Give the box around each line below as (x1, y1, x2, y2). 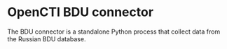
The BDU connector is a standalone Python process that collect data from (7, 27, 221, 36)
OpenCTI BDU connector (7, 4, 154, 20)
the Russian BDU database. (7, 34, 86, 43)
